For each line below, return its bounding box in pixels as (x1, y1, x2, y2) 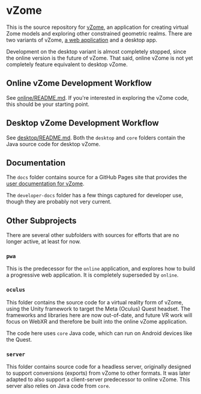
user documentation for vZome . (6, 180, 85, 187)
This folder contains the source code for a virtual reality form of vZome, (6, 298, 184, 306)
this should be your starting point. (6, 100, 90, 108)
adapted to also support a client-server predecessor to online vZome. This (6, 376, 190, 383)
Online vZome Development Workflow (6, 78, 152, 88)
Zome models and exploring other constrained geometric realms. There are (6, 29, 193, 37)
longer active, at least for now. (6, 238, 81, 245)
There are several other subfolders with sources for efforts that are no (6, 232, 179, 239)
